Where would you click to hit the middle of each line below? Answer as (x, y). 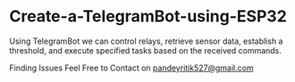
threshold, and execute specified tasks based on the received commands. (145, 50)
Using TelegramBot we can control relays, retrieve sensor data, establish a (146, 41)
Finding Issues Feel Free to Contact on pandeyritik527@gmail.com (131, 68)
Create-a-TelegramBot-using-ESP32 (148, 16)
